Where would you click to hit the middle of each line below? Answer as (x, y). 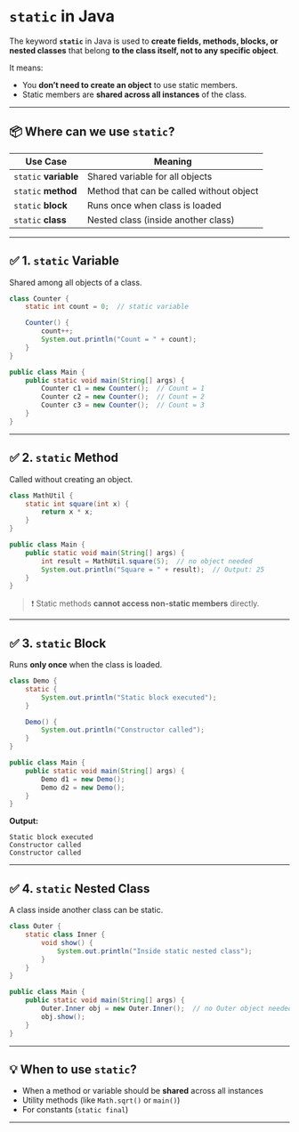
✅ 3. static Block (58, 643)
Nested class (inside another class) (161, 220)
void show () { (67, 942)
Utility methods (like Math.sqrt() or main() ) (101, 1100)
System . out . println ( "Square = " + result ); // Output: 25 (153, 570)
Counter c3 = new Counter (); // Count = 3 (123, 405)
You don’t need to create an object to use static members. (130, 85)
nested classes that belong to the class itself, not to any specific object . (144, 50)
